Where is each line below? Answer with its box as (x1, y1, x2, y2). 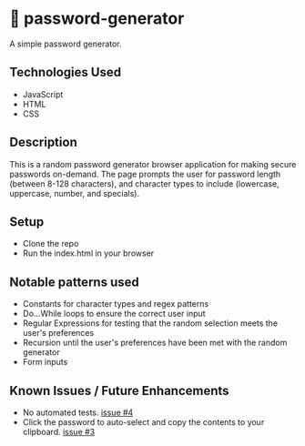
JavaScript (22, 88, 64, 99)
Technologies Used (9, 65, 121, 80)
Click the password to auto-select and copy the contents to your (22, 417, 265, 427)
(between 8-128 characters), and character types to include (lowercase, (9, 177, 280, 189)
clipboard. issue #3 (22, 427, 96, 437)
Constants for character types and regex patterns (22, 299, 209, 309)
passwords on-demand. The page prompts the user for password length (9, 168, 281, 179)
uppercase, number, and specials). (9, 188, 139, 198)
